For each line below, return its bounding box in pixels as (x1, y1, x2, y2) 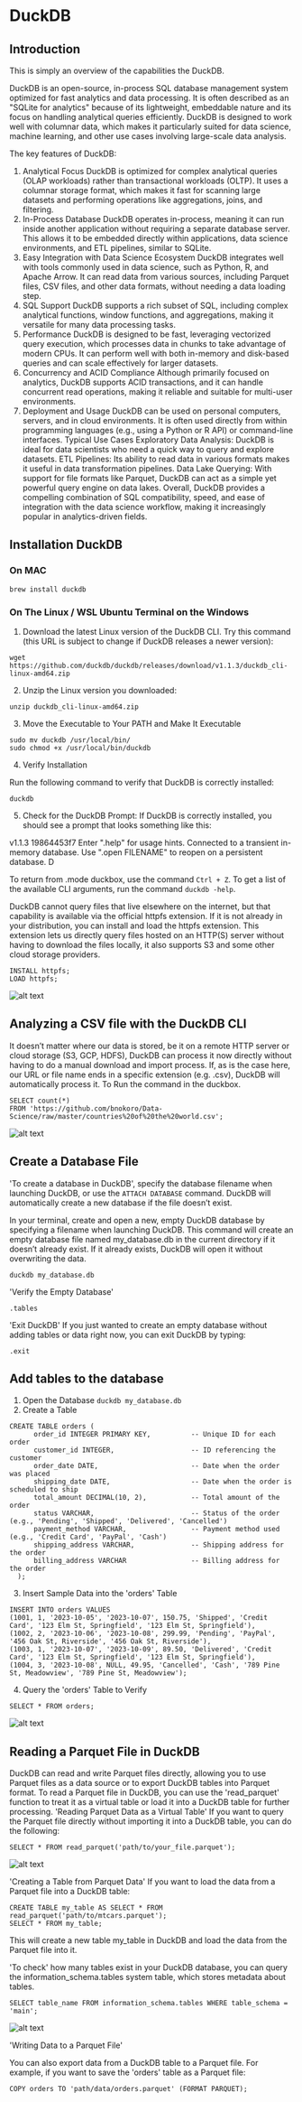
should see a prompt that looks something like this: (22, 819, 212, 831)
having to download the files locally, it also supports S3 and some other (9, 939, 275, 950)
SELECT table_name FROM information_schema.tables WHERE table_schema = (9, 1999, 288, 2008)
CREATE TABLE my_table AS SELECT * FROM (9, 1903, 164, 1912)
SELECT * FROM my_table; (9, 1920, 103, 1929)
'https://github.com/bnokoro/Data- (29, 1103, 164, 1113)
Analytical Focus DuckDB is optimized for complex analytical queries (22, 166, 278, 176)
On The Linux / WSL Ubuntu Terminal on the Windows (9, 606, 250, 619)
